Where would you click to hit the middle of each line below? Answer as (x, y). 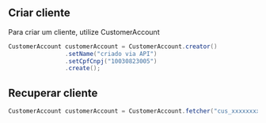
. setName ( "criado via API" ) (111, 54)
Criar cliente (39, 13)
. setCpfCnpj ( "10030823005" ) (111, 61)
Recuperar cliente (53, 93)
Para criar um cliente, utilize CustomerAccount (84, 32)
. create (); (83, 69)
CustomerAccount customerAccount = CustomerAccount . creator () (113, 47)
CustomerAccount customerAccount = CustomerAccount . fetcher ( (111, 111)
